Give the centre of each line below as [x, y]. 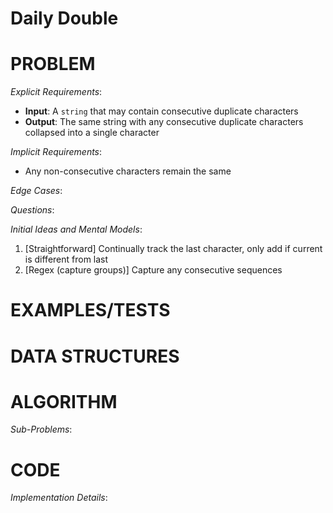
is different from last [66, 259]
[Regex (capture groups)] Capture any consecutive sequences [153, 270]
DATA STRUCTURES [95, 356]
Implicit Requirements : [56, 152]
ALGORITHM [64, 401]
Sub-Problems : [41, 429]
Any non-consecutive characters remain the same [128, 171]
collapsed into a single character [92, 133]
